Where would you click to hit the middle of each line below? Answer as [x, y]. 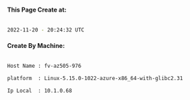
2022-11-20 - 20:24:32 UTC [46, 30]
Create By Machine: [36, 45]
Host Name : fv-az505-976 [44, 66]
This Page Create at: [37, 10]
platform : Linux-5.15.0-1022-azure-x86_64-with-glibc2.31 [95, 79]
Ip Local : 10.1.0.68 [40, 91]
